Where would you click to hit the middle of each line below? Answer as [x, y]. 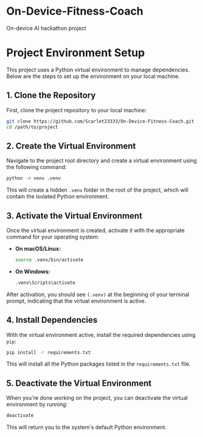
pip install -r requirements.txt [49, 352]
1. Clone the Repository [51, 96]
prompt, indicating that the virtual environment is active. [76, 301]
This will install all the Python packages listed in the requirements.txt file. [98, 364]
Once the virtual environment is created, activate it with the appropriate [96, 230]
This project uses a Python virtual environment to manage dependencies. [98, 70]
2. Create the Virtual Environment [71, 146]
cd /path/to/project [33, 127]
